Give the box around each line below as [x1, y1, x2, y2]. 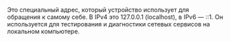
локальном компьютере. [7, 27, 80, 35]
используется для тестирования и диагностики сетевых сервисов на [7, 20, 211, 28]
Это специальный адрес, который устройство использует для [7, 6, 189, 14]
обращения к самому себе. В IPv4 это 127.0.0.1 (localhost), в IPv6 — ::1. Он [7, 13, 223, 21]
